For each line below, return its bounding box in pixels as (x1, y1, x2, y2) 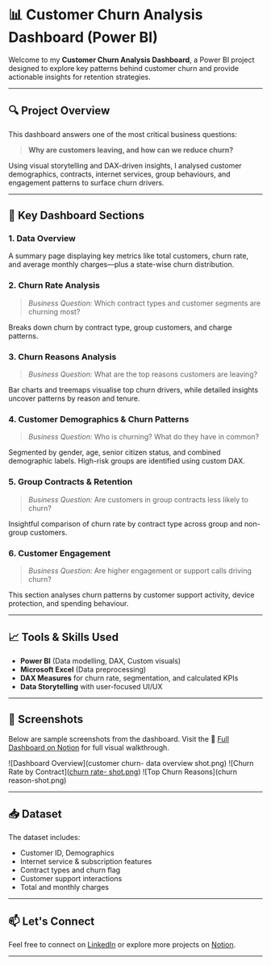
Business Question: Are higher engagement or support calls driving (27, 565, 252, 576)
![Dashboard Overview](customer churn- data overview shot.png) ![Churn (8, 758, 254, 767)
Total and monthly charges (19, 883, 109, 892)
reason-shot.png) (8, 775, 67, 785)
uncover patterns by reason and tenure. (8, 393, 140, 403)
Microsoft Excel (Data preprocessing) (19, 664, 147, 674)
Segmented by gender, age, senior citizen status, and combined (8, 447, 221, 457)
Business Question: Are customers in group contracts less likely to (27, 494, 248, 504)
